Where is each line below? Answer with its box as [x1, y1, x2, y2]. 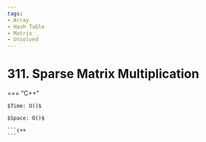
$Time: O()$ [7, 102, 42, 110]
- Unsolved [7, 36, 39, 43]
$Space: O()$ [7, 115, 45, 122]
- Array [7, 17, 30, 24]
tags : [7, 10, 23, 17]
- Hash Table [7, 23, 45, 30]
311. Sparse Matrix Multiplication [7, 66, 200, 82]
